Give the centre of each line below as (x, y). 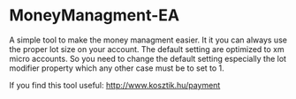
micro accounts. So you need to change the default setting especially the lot (148, 58)
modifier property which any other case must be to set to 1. (117, 68)
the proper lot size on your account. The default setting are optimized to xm (147, 49)
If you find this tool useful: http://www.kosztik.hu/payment (115, 85)
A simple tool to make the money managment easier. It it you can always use (148, 40)
